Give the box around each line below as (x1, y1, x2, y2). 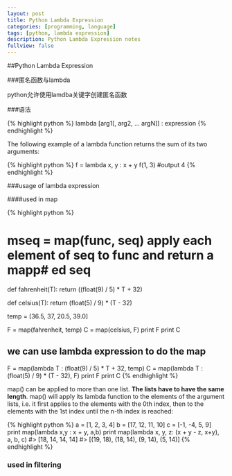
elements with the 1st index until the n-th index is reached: (7, 407, 173, 415)
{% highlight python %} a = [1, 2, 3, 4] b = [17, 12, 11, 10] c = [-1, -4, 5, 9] (7, 420, 212, 429)
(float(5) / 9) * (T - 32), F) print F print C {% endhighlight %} (7, 371, 179, 380)
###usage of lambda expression (7, 182, 100, 189)
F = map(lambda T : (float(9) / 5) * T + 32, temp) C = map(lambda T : (7, 364, 203, 372)
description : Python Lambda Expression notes (7, 36, 141, 43)
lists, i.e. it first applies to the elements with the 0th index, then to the (7, 400, 204, 408)
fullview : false (7, 42, 54, 49)
